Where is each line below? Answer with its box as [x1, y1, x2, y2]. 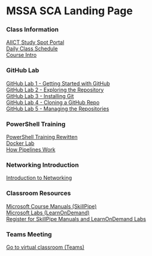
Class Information [6, 26, 59, 34]
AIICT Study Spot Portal [6, 39, 64, 46]
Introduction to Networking [6, 174, 72, 182]
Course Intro [6, 52, 37, 59]
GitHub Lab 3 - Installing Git [6, 92, 74, 99]
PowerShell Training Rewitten [6, 134, 78, 141]
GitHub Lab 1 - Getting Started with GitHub [6, 80, 110, 87]
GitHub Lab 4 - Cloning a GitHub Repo [6, 99, 100, 106]
